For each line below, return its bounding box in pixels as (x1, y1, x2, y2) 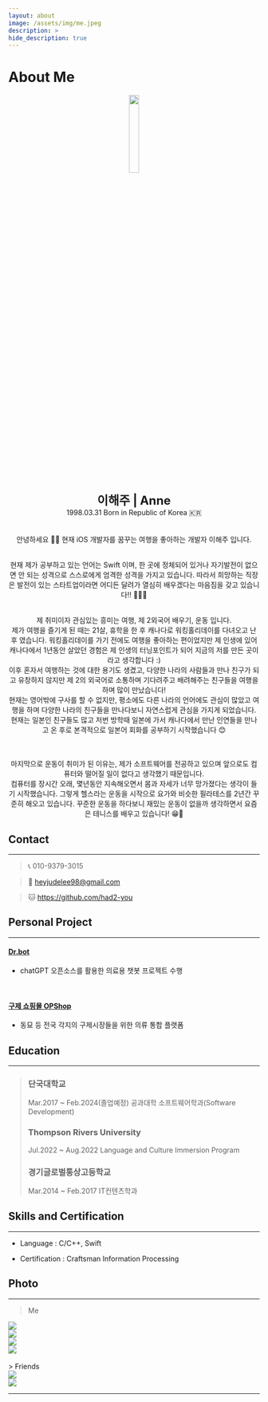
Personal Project (8, 916, 93, 929)
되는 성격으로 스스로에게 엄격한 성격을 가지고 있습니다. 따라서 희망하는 (26, 570, 244, 580)
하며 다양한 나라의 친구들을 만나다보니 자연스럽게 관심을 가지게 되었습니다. (26, 705, 257, 715)
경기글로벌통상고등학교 (27, 1166, 112, 1177)
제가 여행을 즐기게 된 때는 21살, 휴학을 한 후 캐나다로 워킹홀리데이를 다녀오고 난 (11, 625, 257, 635)
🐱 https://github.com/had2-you (27, 892, 133, 902)
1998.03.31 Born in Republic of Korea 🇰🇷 (66, 508, 202, 518)
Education (8, 1044, 61, 1057)
